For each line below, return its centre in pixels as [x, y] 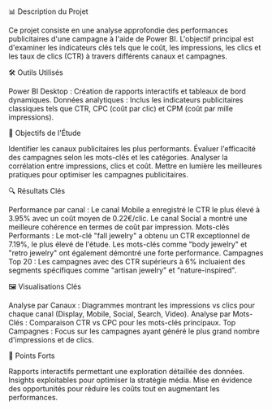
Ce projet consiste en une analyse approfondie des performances [119, 30]
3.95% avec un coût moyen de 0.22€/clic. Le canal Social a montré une [128, 218]
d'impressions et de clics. [51, 340]
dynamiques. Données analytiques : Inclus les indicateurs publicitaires [126, 100]
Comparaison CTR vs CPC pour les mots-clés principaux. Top [133, 323]
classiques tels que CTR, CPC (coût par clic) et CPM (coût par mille [121, 109]
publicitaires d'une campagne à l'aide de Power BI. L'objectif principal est [131, 39]
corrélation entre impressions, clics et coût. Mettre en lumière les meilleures [135, 166]
